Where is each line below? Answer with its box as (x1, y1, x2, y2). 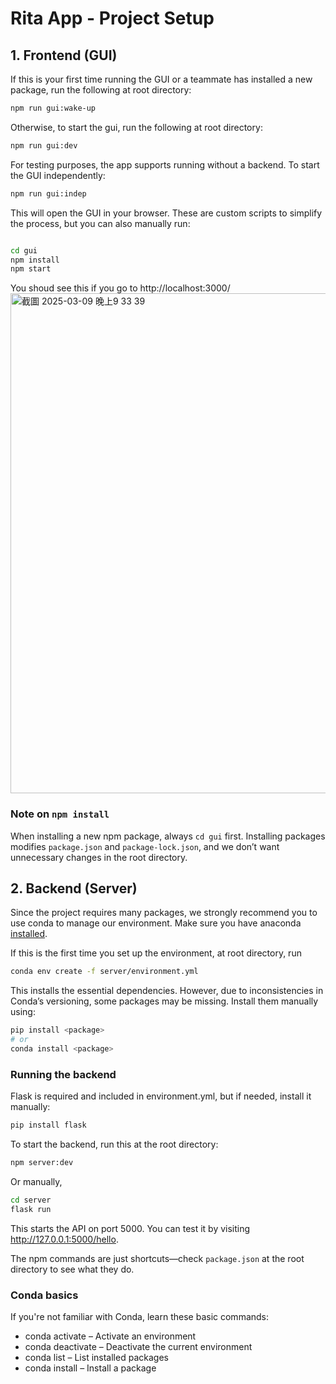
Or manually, (10, 1175, 63, 1187)
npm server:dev (10, 1158, 74, 1168)
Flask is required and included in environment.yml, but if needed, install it (10, 1090, 312, 1102)
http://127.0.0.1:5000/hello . (10, 1233, 119, 1245)
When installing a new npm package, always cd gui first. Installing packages (10, 830, 326, 842)
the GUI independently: (10, 169, 106, 181)
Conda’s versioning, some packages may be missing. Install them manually (10, 995, 319, 1007)
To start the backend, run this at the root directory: (10, 1138, 219, 1151)
